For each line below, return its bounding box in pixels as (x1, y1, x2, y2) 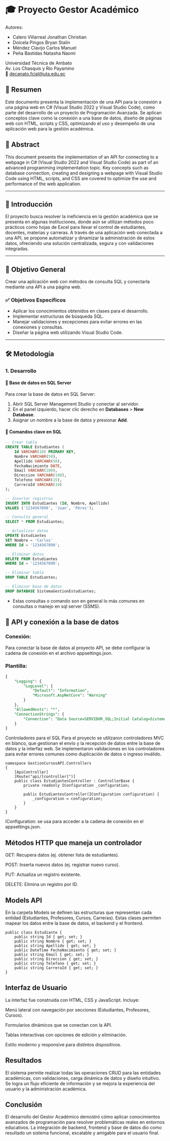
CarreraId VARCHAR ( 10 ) (14, 482, 62, 487)
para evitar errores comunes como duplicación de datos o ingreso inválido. (5, 751, 162, 757)
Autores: (5, 24, 23, 30)
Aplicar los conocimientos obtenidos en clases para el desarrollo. (12, 308, 149, 314)
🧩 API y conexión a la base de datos (5, 618, 119, 626)
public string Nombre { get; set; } (14, 939, 92, 944)
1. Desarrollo (5, 367, 37, 374)
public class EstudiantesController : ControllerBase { (14, 779, 135, 784)
